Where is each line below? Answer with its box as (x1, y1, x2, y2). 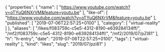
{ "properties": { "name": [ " (5, 4, 62, 10)
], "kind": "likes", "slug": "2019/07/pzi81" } (21, 41, 106, 47)
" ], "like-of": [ (79, 9, 108, 15)
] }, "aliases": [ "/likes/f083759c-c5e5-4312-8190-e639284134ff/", (5, 25, 141, 31)
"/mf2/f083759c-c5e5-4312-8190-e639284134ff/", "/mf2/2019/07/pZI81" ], (5, 31, 159, 36)
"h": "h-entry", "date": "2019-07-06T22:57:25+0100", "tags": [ (5, 36, 132, 42)
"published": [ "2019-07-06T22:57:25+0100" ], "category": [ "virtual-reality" (5, 20, 161, 26)
